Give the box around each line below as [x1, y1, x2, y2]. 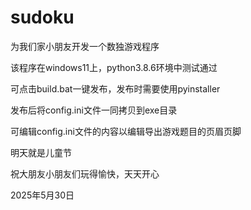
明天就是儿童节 [10, 146, 72, 158]
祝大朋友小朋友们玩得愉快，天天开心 [10, 167, 160, 180]
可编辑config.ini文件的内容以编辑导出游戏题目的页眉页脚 [10, 125, 242, 137]
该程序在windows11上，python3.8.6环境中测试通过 [10, 61, 218, 73]
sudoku [10, 6, 75, 29]
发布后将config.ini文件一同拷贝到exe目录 [10, 104, 178, 116]
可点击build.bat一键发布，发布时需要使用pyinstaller [10, 82, 221, 95]
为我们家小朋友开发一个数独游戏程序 [10, 40, 160, 52]
